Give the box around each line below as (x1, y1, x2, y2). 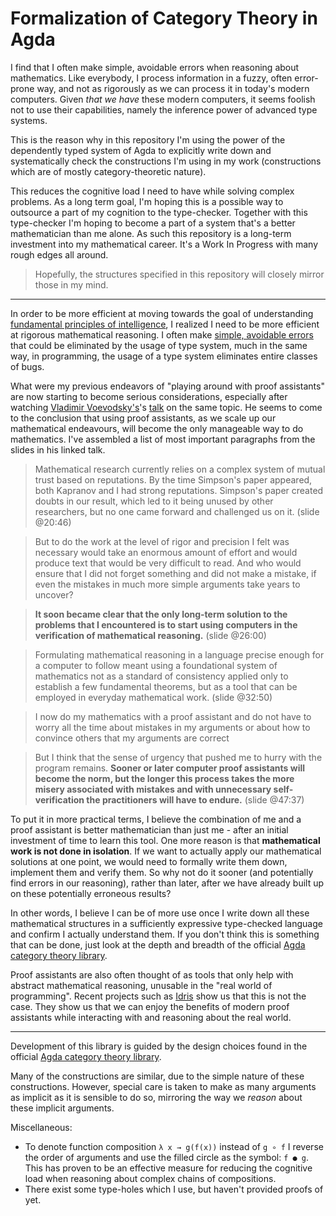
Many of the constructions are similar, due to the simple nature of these (10, 1070, 305, 1082)
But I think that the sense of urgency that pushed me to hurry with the (34, 751, 323, 763)
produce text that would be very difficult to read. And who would (34, 557, 302, 569)
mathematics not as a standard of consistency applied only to (34, 670, 289, 682)
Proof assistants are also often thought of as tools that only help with (10, 968, 294, 981)
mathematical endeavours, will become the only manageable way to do (10, 422, 304, 434)
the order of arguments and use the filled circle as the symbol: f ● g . (24, 1151, 310, 1163)
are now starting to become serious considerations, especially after (10, 390, 288, 402)
